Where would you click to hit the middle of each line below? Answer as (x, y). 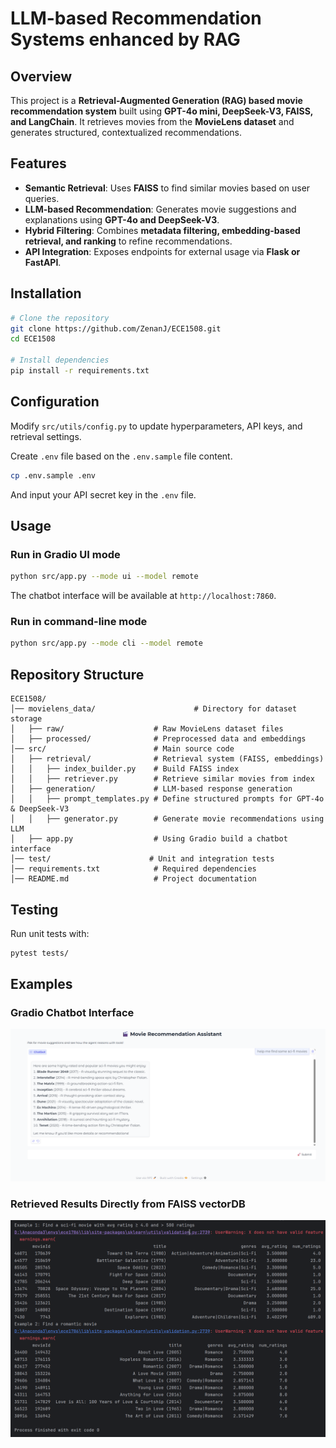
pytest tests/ (40, 953)
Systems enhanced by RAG (125, 39)
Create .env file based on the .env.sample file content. (121, 456)
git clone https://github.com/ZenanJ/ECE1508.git (116, 328)
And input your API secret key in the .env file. (103, 494)
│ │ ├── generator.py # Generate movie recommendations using (167, 819)
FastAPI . (43, 262)
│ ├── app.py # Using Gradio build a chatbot (149, 839)
